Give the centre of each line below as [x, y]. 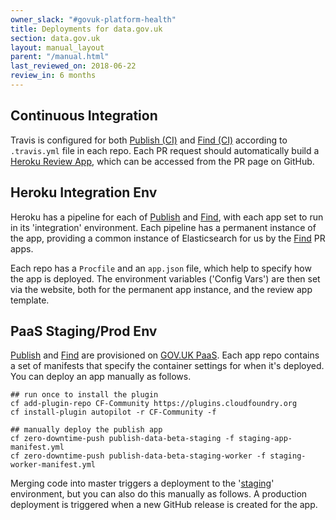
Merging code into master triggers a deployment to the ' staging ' [142, 483]
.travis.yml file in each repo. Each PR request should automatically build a [165, 150]
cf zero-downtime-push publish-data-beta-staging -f [122, 439]
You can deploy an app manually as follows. [101, 377]
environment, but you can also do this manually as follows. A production [159, 494]
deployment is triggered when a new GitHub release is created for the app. [164, 505]
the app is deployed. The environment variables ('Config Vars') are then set [165, 278]
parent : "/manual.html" [60, 57]
